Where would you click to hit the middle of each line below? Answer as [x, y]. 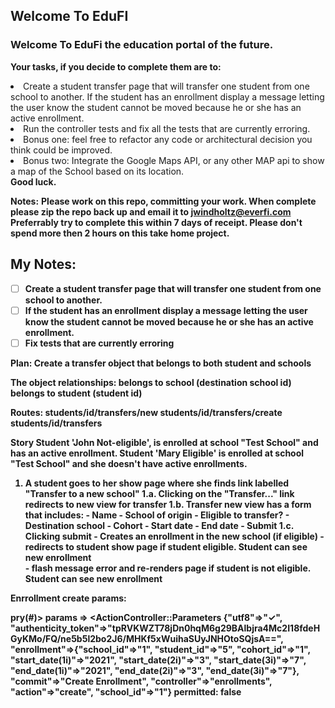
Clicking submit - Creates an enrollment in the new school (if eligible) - [174, 536]
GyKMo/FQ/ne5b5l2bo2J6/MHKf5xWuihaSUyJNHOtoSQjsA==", [147, 638]
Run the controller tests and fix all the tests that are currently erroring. [167, 128]
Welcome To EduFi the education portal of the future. [142, 45]
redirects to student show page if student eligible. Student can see [166, 546]
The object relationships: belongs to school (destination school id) [151, 382]
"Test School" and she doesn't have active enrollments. [129, 463]
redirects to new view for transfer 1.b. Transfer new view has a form [168, 504]
